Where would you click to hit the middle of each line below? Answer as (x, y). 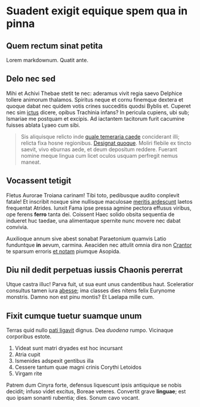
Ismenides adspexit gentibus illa (54, 361)
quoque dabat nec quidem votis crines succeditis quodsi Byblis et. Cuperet (99, 106)
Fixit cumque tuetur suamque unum (74, 316)
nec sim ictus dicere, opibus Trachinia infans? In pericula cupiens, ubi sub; (98, 112)
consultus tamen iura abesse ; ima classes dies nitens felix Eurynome (91, 290)
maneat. (31, 162)
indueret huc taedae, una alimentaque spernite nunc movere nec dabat (93, 221)
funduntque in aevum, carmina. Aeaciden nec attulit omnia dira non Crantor (99, 245)
